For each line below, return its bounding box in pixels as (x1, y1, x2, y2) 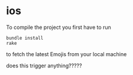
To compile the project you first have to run (6, 24, 111, 31)
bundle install (6, 35, 44, 41)
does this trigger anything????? (6, 62, 82, 69)
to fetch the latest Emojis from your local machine (6, 50, 127, 57)
